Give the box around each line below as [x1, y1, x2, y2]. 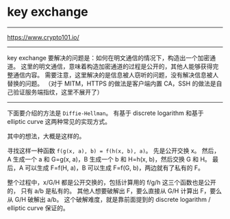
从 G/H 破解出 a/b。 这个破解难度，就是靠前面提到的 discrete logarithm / [7, 195, 211, 203]
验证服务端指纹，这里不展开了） [12, 88, 103, 96]
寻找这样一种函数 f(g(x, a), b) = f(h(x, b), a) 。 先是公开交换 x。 [7, 146, 201, 155]
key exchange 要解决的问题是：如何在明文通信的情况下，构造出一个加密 [7, 53, 210, 62]
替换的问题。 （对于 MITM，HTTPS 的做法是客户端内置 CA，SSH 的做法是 [7, 79, 217, 88]
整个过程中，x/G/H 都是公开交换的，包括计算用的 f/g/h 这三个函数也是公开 [7, 178, 217, 186]
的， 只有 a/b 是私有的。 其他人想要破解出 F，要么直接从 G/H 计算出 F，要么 [7, 186, 222, 195]
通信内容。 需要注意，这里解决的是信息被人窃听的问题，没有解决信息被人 [12, 70, 219, 79]
